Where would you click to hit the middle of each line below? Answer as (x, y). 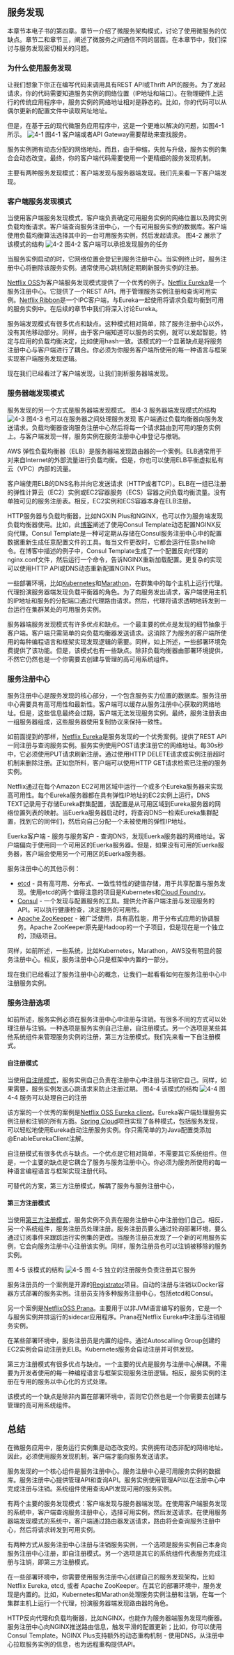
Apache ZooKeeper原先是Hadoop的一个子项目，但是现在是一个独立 (127, 927)
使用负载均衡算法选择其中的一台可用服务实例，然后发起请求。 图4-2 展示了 (115, 236)
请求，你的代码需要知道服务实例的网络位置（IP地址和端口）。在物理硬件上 (112, 94)
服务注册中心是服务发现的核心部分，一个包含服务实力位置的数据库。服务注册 (117, 695)
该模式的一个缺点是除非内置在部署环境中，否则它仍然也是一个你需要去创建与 (117, 1396)
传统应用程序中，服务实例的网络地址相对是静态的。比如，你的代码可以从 (123, 102)
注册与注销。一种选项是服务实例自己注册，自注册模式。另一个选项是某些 (117, 1028)
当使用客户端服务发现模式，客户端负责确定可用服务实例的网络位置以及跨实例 (117, 218)
